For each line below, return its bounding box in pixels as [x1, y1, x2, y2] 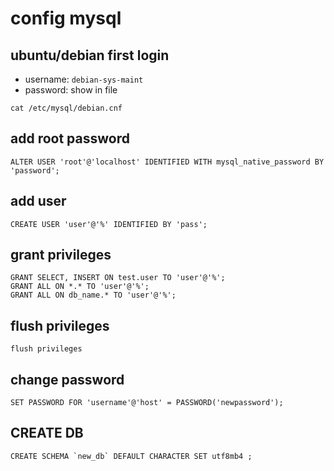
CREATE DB [10, 425, 84, 442]
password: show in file [24, 84, 118, 96]
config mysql [10, 7, 122, 30]
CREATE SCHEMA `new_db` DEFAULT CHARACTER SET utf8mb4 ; [10, 451, 253, 461]
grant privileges [10, 247, 112, 264]
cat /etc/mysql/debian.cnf [10, 103, 123, 113]
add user [10, 193, 67, 210]
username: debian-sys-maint [24, 73, 144, 85]
